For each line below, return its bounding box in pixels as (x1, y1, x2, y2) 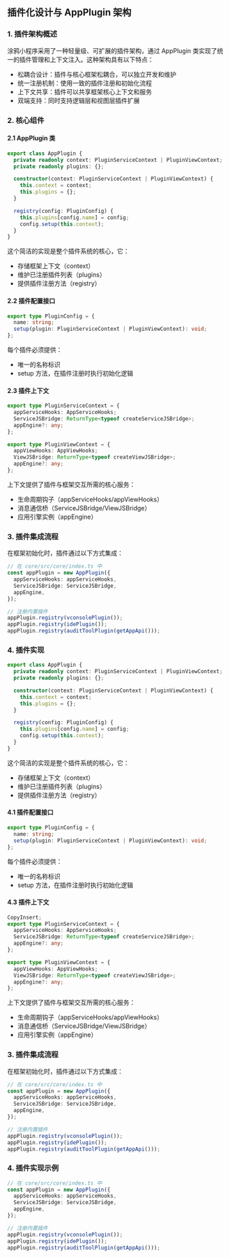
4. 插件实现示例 (7, 1163, 59, 1173)
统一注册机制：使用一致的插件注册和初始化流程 (17, 79, 152, 87)
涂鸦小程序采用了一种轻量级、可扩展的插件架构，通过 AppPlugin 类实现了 (7, 46, 217, 54)
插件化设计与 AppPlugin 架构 (7, 6, 132, 19)
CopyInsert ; (7, 914, 42, 921)
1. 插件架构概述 (7, 29, 58, 39)
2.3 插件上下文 (7, 386, 49, 394)
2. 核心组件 (7, 115, 45, 125)
